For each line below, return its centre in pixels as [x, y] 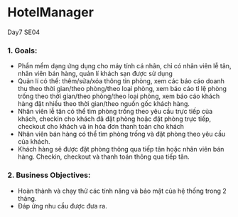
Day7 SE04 [24, 32]
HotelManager [51, 12]
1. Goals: [22, 51]
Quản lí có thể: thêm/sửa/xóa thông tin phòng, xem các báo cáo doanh [121, 81]
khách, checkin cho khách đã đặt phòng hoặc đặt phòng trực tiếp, [114, 119]
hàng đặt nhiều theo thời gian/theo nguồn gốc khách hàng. [104, 104]
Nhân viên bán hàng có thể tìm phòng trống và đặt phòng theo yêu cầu [121, 134]
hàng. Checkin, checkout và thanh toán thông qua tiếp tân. [103, 157]
